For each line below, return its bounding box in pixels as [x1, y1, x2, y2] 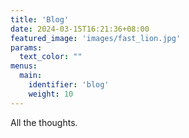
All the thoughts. [10, 116, 78, 128]
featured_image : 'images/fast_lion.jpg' [10, 33, 182, 43]
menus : [10, 61, 38, 71]
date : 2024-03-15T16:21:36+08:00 [10, 24, 150, 34]
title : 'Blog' [10, 14, 70, 25]
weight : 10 [28, 89, 74, 99]
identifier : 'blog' [28, 80, 110, 90]
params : [10, 42, 43, 53]
